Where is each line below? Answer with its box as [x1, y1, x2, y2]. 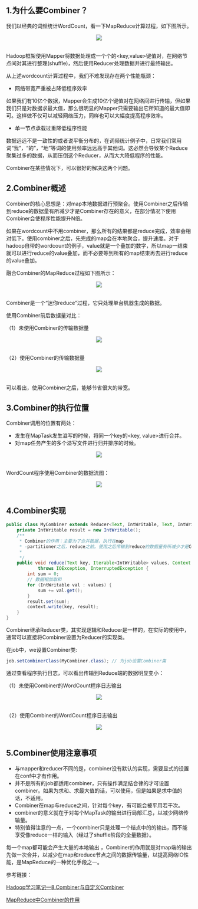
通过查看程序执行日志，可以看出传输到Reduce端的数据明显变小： [6, 669, 164, 677]
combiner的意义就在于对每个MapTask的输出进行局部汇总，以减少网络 [14, 809, 184, 816]
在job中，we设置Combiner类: [6, 647, 78, 653]
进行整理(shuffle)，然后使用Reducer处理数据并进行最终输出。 [26, 60, 176, 67]
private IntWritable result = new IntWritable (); [16, 527, 141, 533]
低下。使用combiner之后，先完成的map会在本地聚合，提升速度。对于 [11, 235, 180, 242]
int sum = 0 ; [27, 571, 60, 577]
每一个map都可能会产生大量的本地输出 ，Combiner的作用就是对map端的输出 [6, 844, 192, 851]
